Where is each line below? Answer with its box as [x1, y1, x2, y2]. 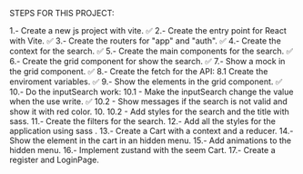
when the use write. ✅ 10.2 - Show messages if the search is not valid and [9, 96, 288, 107]
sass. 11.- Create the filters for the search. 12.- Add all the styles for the [9, 116, 276, 126]
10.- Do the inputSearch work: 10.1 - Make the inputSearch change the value [9, 86, 294, 97]
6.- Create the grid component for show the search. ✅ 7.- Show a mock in [9, 56, 286, 66]
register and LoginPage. [9, 154, 100, 165]
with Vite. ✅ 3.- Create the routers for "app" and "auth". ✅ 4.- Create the [9, 35, 282, 46]
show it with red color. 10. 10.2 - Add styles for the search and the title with [9, 106, 289, 117]
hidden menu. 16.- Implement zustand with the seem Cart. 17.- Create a [9, 145, 276, 155]
